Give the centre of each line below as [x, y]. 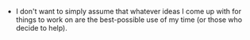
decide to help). [41, 28]
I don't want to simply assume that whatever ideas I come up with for [129, 11]
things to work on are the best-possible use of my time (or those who [129, 20]
